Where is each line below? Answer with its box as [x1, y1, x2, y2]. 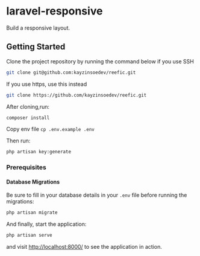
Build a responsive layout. [6, 24, 70, 31]
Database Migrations [6, 178, 60, 185]
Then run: [6, 137, 31, 144]
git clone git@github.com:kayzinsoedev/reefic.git [6, 69, 136, 75]
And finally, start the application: [6, 220, 87, 228]
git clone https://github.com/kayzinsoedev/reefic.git [6, 92, 147, 98]
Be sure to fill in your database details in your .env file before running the [6, 191, 187, 199]
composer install [6, 115, 50, 121]
